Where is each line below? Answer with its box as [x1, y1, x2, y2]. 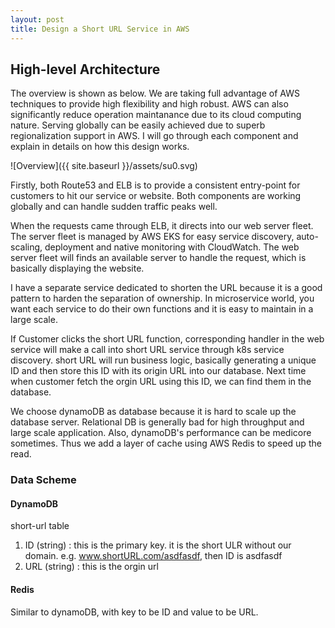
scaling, [10, 241, 43, 253]
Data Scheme [10, 473, 77, 487]
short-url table [10, 520, 70, 532]
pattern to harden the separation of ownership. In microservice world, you [10, 292, 315, 305]
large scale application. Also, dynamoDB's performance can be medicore [10, 427, 312, 439]
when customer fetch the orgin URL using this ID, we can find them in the [10, 376, 312, 388]
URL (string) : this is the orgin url [24, 561, 159, 573]
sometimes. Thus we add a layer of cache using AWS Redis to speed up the [10, 437, 322, 450]
